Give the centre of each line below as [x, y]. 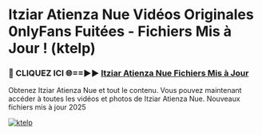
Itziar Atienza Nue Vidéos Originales [131, 15]
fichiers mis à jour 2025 [47, 107]
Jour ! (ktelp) [52, 48]
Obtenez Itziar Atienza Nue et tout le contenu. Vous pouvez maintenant [125, 91]
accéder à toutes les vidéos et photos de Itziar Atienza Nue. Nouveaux [125, 99]
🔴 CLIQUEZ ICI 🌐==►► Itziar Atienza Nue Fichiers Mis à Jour [129, 73]
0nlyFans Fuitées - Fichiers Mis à [120, 31]
